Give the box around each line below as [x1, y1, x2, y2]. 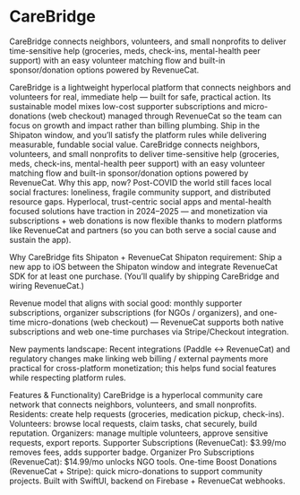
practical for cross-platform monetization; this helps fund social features [9, 362, 277, 373]
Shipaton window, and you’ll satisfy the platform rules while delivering [9, 129, 267, 140]
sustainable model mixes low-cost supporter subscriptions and [9, 100, 242, 111]
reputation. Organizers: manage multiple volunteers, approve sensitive [9, 428, 269, 439]
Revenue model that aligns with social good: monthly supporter [9, 298, 243, 308]
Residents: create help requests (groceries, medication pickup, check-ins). [9, 408, 285, 419]
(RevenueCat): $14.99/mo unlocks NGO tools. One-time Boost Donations [9, 456, 278, 467]
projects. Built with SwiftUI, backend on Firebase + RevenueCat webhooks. [9, 475, 286, 486]
